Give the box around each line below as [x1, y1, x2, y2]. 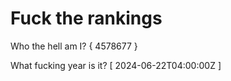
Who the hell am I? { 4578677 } [10, 40, 138, 52]
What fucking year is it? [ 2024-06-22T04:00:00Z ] [10, 59, 222, 71]
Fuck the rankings [10, 7, 163, 30]
